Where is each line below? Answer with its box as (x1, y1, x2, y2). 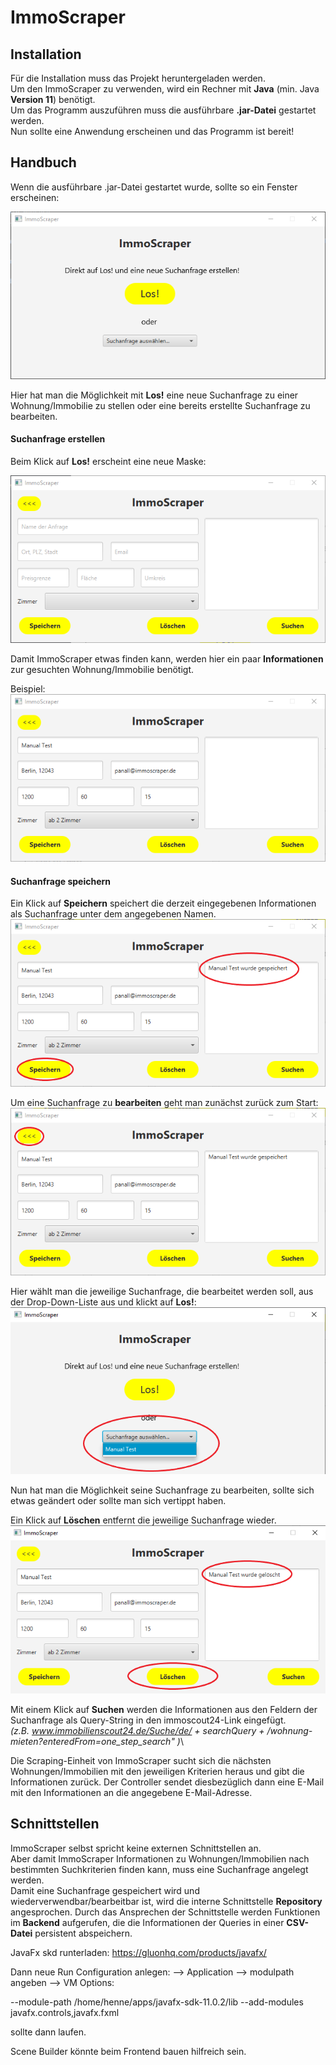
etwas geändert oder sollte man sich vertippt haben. (10, 1495, 227, 1506)
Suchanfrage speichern (10, 875, 112, 887)
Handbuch (10, 154, 77, 171)
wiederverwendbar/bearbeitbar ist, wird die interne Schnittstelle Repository (10, 1895, 323, 1907)
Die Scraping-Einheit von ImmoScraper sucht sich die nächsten (10, 1754, 272, 1766)
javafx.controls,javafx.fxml (10, 2006, 120, 2018)
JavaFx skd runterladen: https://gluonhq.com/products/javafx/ (10, 1946, 267, 1958)
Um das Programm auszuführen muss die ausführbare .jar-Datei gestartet (10, 104, 317, 116)
